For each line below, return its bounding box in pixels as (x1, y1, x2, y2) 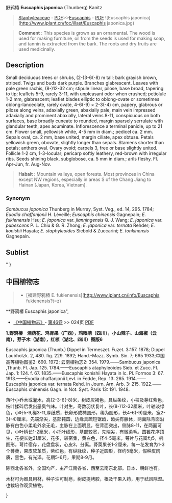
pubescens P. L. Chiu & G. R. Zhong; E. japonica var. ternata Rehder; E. (6, 222, 155, 228)
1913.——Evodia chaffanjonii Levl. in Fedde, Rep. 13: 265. (6, 375, 126, 381)
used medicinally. (18, 46, 56, 52)
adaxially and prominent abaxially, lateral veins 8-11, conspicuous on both (6, 112, 160, 118)
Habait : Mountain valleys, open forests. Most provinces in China (18, 171, 155, 177)
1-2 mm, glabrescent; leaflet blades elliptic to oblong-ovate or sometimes (6, 96, 160, 102)
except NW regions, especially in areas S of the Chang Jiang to (18, 176, 152, 182)
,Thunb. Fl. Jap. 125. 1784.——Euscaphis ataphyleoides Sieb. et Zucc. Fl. (6, 364, 159, 370)
